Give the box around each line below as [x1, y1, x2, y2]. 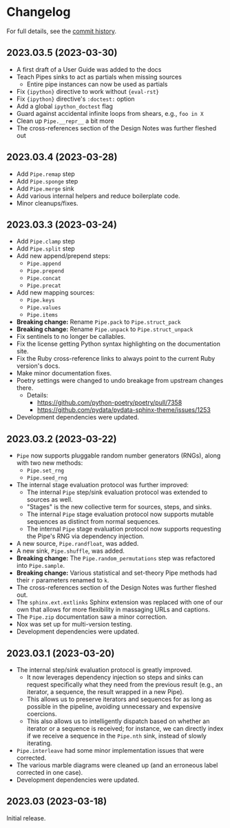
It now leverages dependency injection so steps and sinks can [26, 673, 204, 681]
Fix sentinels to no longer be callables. [16, 333, 126, 341]
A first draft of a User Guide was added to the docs [16, 65, 162, 73]
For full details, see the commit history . [6, 27, 117, 35]
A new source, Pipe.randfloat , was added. [16, 540, 139, 548]
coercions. [26, 710, 57, 718]
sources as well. [26, 495, 73, 504]
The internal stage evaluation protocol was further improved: [16, 481, 189, 489]
